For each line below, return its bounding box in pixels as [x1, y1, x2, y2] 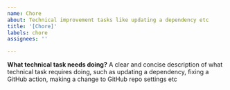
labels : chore [7, 29, 48, 36]
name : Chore [7, 10, 42, 17]
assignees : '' [7, 36, 48, 43]
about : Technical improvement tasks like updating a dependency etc [7, 16, 209, 23]
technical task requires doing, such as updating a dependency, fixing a [7, 68, 209, 76]
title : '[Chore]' [7, 23, 57, 30]
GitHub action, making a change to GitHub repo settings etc [7, 75, 178, 83]
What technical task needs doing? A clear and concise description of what [7, 60, 223, 69]
